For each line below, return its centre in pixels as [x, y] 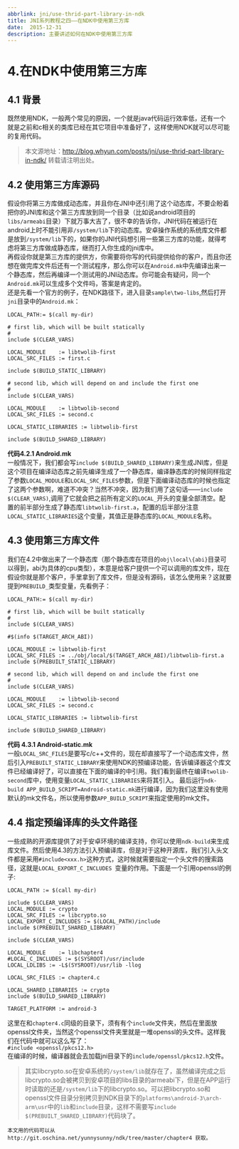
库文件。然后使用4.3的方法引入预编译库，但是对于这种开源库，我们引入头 [115, 850]
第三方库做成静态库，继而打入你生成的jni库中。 [89, 248]
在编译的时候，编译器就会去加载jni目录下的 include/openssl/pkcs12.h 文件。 [117, 1056]
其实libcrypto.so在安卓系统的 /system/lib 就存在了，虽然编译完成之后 [125, 1071]
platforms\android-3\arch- [182, 1098]
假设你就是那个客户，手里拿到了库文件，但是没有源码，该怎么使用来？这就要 [119, 577]
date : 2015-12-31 [34, 27]
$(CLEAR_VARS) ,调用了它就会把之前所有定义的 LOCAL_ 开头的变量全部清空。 [113, 498]
